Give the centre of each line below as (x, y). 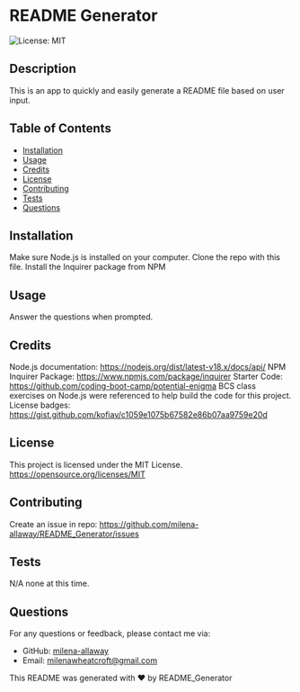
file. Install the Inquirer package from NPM (88, 267)
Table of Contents (61, 128)
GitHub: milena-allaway (66, 651)
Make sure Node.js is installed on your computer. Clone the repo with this (145, 257)
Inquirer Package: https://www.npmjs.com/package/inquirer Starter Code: (146, 376)
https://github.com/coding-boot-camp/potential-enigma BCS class (132, 386)
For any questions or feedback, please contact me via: (110, 634)
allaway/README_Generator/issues (74, 534)
